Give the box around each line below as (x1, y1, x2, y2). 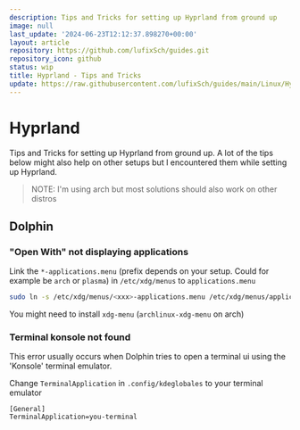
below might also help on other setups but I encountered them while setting (9, 157, 287, 168)
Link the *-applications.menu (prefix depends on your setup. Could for (9, 266, 270, 277)
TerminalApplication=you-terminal (9, 412, 138, 422)
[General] (9, 405, 46, 414)
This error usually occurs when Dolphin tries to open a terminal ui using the (9, 351, 286, 362)
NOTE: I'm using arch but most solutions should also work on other (30, 184, 278, 194)
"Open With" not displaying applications (9, 245, 189, 258)
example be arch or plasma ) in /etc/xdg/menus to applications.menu (9, 276, 256, 286)
